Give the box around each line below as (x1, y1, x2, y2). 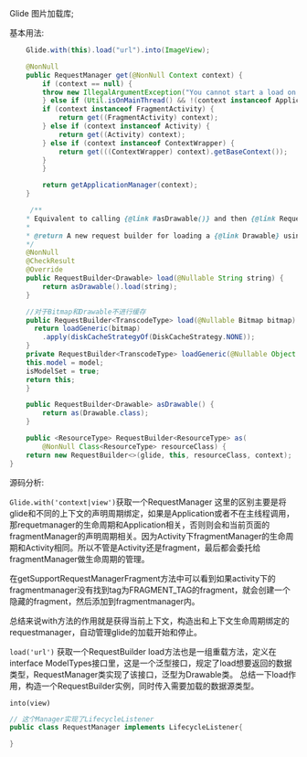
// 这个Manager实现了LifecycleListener (9, 714, 154, 724)
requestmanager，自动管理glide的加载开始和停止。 (9, 626, 203, 637)
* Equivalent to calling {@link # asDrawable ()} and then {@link (26, 214, 276, 223)
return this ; (26, 375, 76, 384)
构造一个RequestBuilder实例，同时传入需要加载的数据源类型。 (25, 680, 259, 691)
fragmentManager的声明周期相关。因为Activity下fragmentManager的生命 (9, 530, 286, 541)
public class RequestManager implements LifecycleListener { (9, 723, 244, 732)
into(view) (9, 698, 51, 708)
